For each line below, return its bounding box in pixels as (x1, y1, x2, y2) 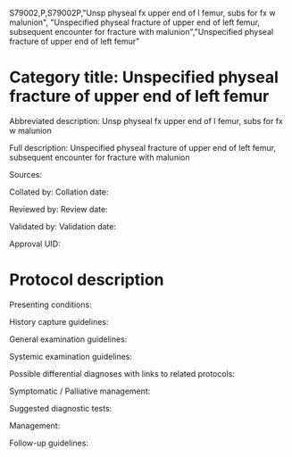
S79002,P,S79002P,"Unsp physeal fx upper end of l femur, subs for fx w (9, 8, 276, 18)
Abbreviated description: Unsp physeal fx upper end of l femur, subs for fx (9, 115, 283, 126)
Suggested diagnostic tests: (9, 403, 113, 413)
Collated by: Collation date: (9, 187, 109, 197)
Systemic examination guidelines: (9, 351, 132, 361)
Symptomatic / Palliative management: (9, 386, 151, 396)
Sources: (9, 169, 43, 179)
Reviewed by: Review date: (9, 204, 109, 214)
